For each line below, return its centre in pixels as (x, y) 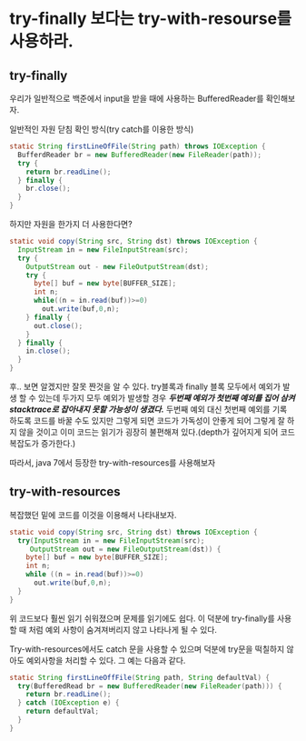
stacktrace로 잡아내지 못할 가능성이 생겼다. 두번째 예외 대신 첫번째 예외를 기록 (148, 409)
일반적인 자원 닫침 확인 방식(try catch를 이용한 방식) (102, 129)
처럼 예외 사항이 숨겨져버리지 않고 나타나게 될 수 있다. (123, 629)
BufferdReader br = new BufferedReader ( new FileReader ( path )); (139, 155)
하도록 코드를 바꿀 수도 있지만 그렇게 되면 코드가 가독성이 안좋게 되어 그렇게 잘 (148, 421)
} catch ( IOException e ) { (69, 703)
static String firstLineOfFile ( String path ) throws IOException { (138, 146)
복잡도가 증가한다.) (43, 443)
